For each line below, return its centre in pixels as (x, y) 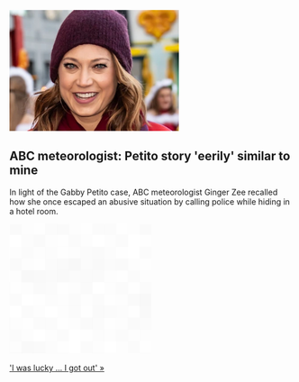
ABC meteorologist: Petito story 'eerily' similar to (150, 156)
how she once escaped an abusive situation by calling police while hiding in (150, 201)
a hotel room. (34, 211)
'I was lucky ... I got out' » (57, 368)
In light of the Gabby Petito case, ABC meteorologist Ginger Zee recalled (144, 192)
